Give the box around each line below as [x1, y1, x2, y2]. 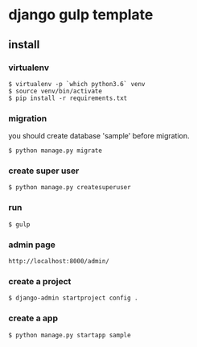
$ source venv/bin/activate [8, 87, 103, 95]
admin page [8, 239, 56, 250]
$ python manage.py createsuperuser [8, 184, 131, 192]
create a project [8, 275, 72, 287]
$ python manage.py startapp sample [8, 331, 131, 339]
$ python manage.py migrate [8, 147, 103, 155]
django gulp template [8, 6, 154, 24]
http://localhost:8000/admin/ [8, 258, 110, 266]
